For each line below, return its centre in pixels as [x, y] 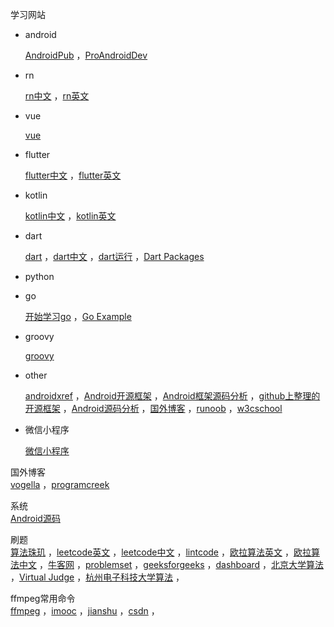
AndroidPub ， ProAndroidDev [86, 55]
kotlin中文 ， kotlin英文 [70, 216]
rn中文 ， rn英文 [57, 96]
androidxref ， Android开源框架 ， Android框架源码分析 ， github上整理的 [172, 396]
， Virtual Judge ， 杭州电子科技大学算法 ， [97, 577]
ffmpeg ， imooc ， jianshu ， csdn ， [85, 611]
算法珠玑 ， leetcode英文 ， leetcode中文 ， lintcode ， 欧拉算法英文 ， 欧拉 [161, 552]
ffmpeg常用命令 [43, 598]
